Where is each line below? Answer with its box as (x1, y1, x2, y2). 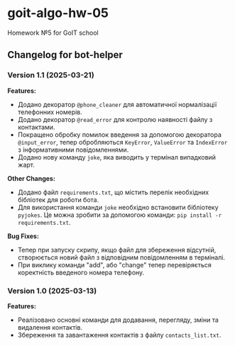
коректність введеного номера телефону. (17, 268, 145, 277)
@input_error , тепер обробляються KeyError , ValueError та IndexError (17, 138, 228, 146)
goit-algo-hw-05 (7, 5, 109, 21)
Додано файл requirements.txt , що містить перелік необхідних (17, 188, 209, 196)
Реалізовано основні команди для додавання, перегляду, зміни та (17, 316, 219, 324)
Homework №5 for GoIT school (7, 28, 99, 37)
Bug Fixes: (7, 232, 39, 240)
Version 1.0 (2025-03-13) (7, 286, 97, 296)
